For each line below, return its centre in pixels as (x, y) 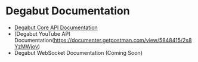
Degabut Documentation (68, 11)
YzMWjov (26, 46)
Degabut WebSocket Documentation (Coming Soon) (78, 52)
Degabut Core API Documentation (56, 27)
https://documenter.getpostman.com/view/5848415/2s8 (123, 40)
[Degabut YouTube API (42, 33)
